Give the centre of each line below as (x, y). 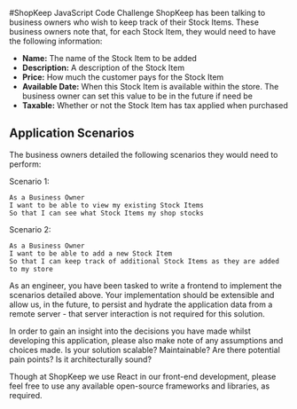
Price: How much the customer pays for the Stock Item (123, 77)
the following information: (56, 41)
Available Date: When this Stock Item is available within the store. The (150, 87)
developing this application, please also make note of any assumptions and (146, 340)
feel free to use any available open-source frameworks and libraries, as (140, 386)
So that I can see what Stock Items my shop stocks (106, 213)
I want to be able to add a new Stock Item (91, 253)
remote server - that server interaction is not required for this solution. (137, 313)
